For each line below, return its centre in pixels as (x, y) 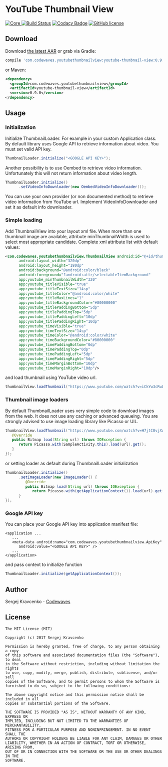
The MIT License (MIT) (29, 629)
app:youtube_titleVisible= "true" (53, 284)
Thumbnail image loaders (37, 400)
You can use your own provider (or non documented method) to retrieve (79, 197)
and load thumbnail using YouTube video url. (51, 377)
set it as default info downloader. (39, 207)
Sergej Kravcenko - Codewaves (38, 602)
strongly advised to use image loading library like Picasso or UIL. (72, 421)
